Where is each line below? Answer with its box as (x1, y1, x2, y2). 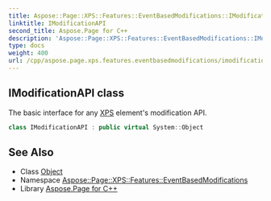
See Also (8, 146, 54, 159)
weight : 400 (8, 49, 48, 57)
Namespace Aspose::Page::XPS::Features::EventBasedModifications (19, 175, 248, 185)
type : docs (8, 42, 45, 50)
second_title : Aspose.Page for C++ (8, 27, 128, 35)
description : (8, 34, 52, 43)
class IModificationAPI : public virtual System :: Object (8, 123, 204, 131)
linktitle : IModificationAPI (8, 19, 106, 27)
